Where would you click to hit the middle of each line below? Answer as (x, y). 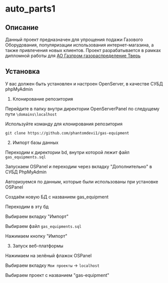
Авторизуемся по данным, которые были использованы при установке (82, 181)
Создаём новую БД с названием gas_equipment (57, 197)
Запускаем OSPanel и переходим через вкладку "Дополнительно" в (79, 166)
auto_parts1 (30, 9)
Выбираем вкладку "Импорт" (37, 216)
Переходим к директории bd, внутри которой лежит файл (67, 152)
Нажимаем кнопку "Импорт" (36, 236)
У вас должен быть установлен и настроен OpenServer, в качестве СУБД (84, 83)
